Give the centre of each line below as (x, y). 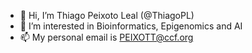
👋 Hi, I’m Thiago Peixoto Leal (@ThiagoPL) (107, 15)
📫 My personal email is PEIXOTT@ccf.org (106, 37)
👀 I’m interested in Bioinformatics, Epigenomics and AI (131, 26)
